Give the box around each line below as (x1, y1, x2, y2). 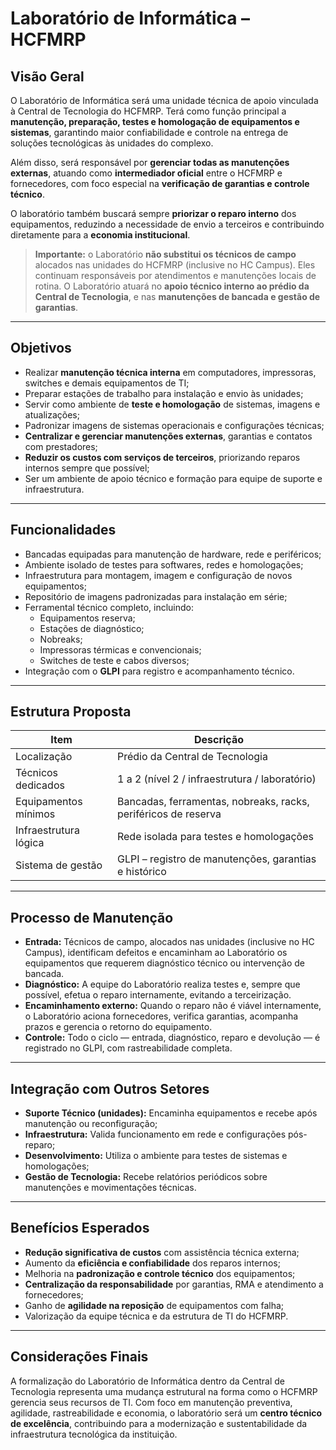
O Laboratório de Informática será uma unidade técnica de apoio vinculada (10, 95, 319, 106)
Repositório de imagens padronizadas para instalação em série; (24, 590, 288, 602)
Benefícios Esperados (10, 1220, 150, 1237)
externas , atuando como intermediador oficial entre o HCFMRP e (10, 167, 283, 179)
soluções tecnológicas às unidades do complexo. (10, 137, 214, 149)
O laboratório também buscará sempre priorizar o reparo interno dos (10, 208, 297, 219)
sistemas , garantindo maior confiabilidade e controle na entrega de (10, 127, 289, 138)
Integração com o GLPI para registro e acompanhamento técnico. (24, 665, 295, 677)
